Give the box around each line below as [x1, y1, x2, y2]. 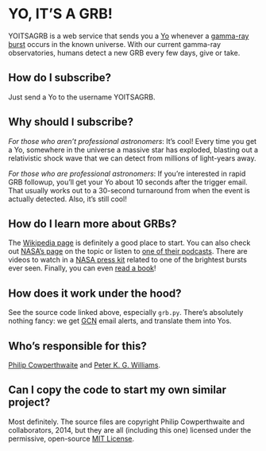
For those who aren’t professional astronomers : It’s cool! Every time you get [8, 136, 256, 146]
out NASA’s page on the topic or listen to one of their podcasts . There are [8, 247, 248, 256]
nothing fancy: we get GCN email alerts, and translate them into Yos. [8, 316, 232, 326]
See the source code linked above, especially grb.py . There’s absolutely [8, 308, 244, 317]
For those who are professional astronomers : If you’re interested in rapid [8, 169, 246, 178]
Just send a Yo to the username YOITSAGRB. [8, 92, 156, 102]
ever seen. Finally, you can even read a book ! [8, 263, 156, 273]
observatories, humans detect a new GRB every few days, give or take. [8, 48, 241, 57]
